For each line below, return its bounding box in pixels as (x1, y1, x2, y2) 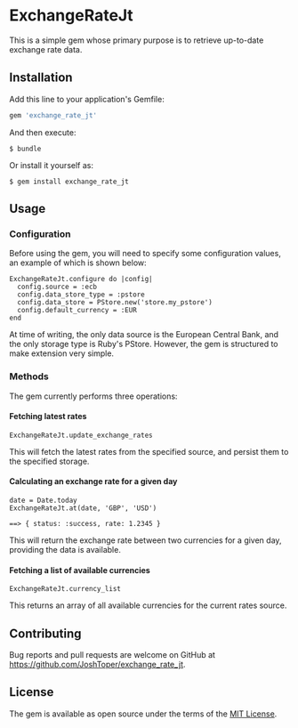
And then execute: (9, 126, 77, 138)
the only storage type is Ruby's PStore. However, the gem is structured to (9, 339, 278, 350)
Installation (9, 70, 73, 85)
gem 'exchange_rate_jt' (9, 110, 98, 120)
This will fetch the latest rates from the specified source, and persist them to (9, 446, 289, 457)
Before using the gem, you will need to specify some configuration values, (9, 248, 282, 259)
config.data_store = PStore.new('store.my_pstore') (17, 298, 213, 307)
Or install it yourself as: (9, 159, 93, 170)
